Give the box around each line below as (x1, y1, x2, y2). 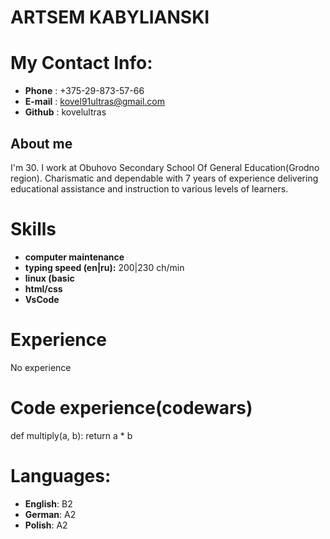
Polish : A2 (24, 519, 68, 531)
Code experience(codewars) (10, 397, 253, 419)
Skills (10, 218, 57, 241)
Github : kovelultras (24, 106, 107, 118)
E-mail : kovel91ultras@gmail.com (24, 96, 165, 108)
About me (10, 135, 73, 152)
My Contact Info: (10, 52, 153, 75)
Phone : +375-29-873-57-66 (24, 85, 145, 97)
